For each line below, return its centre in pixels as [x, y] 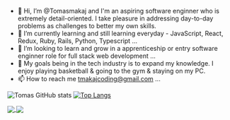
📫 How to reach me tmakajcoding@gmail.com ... [89, 79]
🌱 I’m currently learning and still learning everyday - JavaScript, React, [120, 33]
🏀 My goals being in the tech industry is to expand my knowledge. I [115, 63]
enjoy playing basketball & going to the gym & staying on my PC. [111, 71]
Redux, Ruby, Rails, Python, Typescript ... [77, 41]
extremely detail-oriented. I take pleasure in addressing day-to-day [115, 18]
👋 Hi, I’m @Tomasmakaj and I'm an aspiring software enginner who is [118, 11]
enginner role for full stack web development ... [86, 56]
